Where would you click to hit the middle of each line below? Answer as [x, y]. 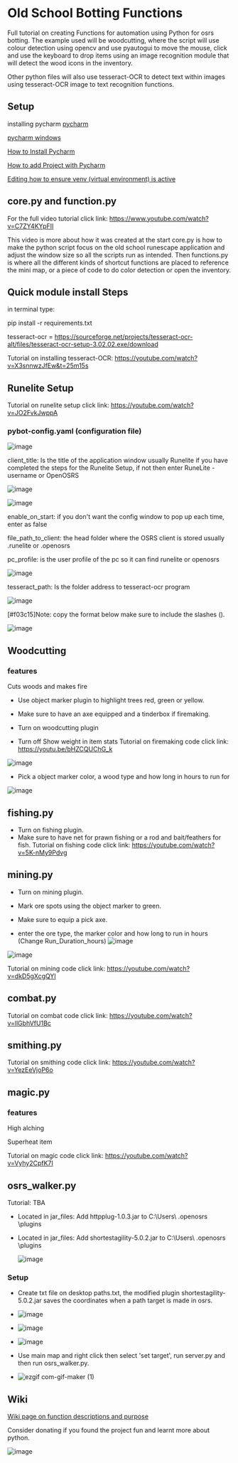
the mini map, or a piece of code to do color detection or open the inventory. [119, 270]
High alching [26, 1128]
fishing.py [31, 813]
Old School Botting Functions [95, 13]
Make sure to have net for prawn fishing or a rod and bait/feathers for [119, 837]
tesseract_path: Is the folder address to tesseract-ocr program [99, 587]
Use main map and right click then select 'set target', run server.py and [121, 1356]
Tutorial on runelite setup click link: [59, 405]
